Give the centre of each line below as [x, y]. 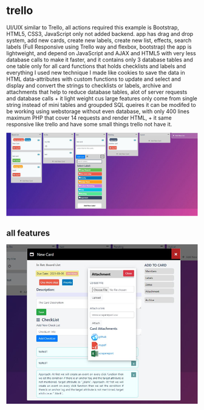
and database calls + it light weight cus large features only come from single [102, 98]
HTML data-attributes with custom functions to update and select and [93, 79]
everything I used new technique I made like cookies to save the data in [96, 72]
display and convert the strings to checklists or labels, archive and [89, 85]
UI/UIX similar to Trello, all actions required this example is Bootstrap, [93, 27]
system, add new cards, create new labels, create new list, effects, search [99, 40]
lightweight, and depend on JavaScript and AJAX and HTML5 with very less [101, 53]
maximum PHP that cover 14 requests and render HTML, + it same [89, 118]
